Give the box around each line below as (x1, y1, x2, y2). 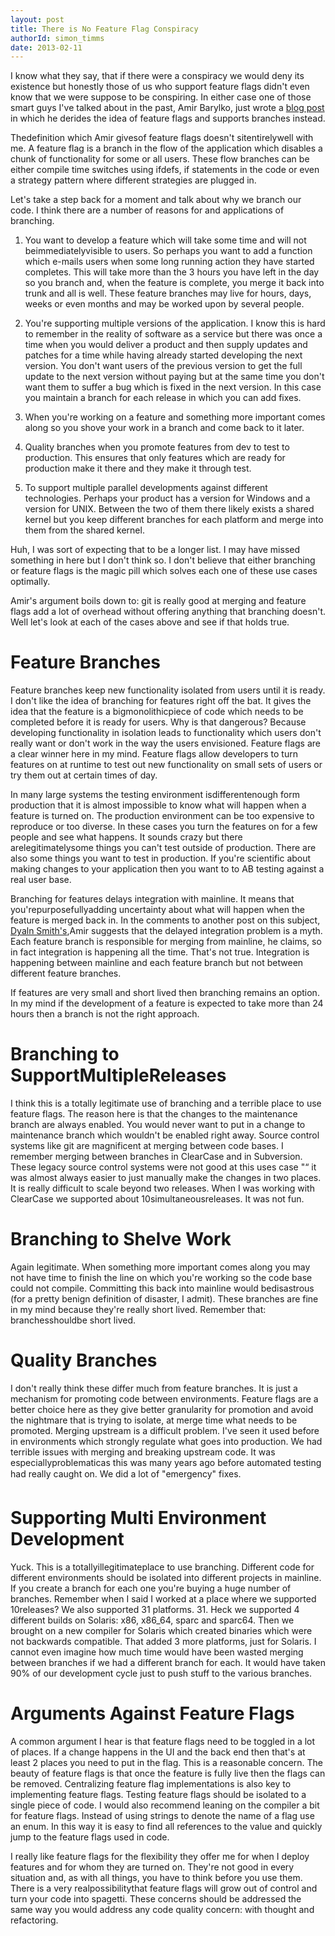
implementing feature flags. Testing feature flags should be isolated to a (10, 1788, 307, 1800)
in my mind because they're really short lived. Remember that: (10, 1304, 267, 1316)
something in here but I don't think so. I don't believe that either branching (10, 554, 316, 566)
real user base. (10, 874, 72, 886)
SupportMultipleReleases (10, 1064, 227, 1087)
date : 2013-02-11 (10, 42, 83, 53)
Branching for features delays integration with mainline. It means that (10, 893, 295, 905)
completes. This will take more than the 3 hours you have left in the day (24, 266, 320, 278)
